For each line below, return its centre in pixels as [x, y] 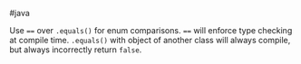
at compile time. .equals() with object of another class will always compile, [150, 40]
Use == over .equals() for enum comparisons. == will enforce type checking [151, 30]
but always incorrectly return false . [76, 50]
